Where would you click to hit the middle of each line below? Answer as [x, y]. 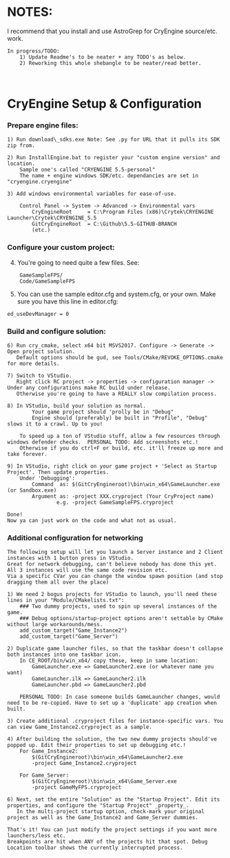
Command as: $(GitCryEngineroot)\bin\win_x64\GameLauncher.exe [126, 485]
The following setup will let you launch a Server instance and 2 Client [115, 552]
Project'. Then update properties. [58, 472]
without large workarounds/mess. [55, 625]
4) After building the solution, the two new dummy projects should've [112, 739]
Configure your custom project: [61, 248]
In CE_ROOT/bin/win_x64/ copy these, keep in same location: [109, 661]
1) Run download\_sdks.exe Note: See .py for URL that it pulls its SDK [114, 140]
